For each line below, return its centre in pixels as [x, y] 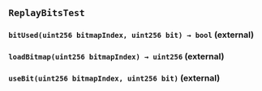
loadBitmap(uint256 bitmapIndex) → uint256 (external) [116, 56]
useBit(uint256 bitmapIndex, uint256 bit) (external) [114, 78]
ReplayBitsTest [47, 13]
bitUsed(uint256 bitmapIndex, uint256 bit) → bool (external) [131, 35]
